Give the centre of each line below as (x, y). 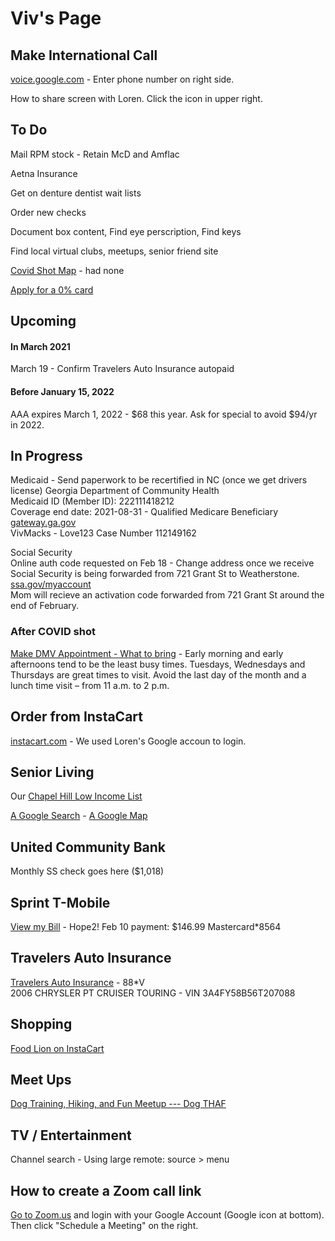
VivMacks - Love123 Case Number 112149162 (103, 533)
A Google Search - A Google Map (79, 816)
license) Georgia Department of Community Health (115, 491)
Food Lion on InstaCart (57, 1048)
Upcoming (43, 321)
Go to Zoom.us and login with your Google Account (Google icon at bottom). (167, 1215)
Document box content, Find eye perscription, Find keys (126, 231)
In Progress (46, 456)
